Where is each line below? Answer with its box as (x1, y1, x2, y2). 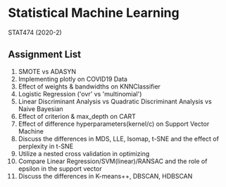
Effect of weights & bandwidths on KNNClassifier (18, 82, 161, 91)
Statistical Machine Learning (8, 5, 180, 21)
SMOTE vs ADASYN (18, 67, 77, 75)
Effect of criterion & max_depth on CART (18, 112, 137, 120)
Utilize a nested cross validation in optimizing (18, 149, 150, 157)
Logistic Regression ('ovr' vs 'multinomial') (18, 89, 142, 98)
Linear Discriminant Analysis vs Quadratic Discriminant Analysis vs (18, 97, 212, 105)
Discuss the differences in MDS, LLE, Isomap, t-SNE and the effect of (18, 134, 219, 143)
